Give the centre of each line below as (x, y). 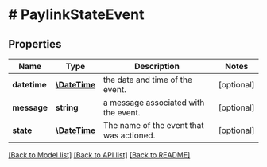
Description (157, 66)
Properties (35, 44)
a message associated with (154, 103)
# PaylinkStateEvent (76, 15)
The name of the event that (153, 125)
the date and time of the (148, 80)
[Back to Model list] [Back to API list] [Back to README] (99, 155)
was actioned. (129, 135)
